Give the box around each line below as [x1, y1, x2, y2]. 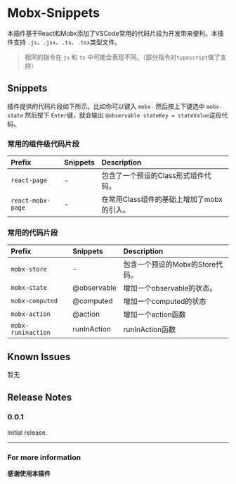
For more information [7, 452, 81, 462]
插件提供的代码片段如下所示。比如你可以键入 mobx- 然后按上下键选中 [7, 102, 205, 110]
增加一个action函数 [123, 310, 186, 319]
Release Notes [7, 391, 72, 403]
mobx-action [11, 310, 51, 318]
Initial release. [7, 428, 48, 437]
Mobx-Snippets [7, 5, 100, 21]
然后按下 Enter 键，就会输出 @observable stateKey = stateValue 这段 [24, 110, 222, 119]
